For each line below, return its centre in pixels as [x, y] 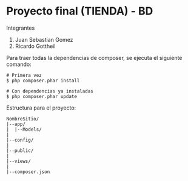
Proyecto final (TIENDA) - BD [80, 11]
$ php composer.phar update [42, 96]
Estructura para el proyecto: [41, 108]
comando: [19, 64]
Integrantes [21, 28]
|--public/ [20, 150]
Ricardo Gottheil [35, 46]
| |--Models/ [24, 129]
